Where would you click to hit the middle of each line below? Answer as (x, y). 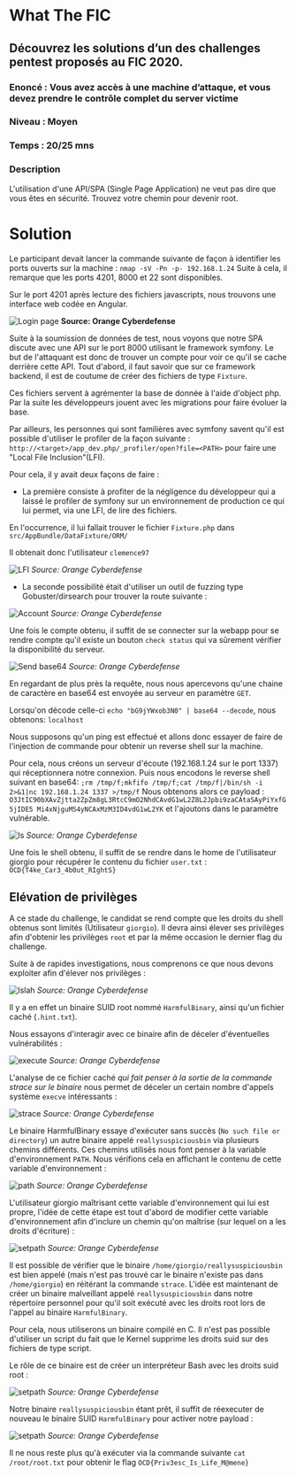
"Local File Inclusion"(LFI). (57, 457)
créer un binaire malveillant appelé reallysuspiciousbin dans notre (131, 1294)
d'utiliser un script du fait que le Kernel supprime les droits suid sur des (139, 1339)
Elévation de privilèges (73, 896)
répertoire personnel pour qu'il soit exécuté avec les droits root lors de (137, 1303)
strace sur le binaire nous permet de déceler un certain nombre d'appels (141, 1087)
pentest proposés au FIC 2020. (96, 62)
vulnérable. (30, 818)
